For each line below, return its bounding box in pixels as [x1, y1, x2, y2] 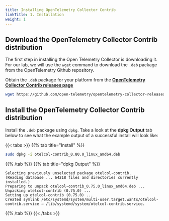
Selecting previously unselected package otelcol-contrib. [5, 170, 132, 176]
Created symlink [5, 197, 39, 202]
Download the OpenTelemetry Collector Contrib [5, 35, 157, 44]
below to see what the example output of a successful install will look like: [5, 132, 158, 138]
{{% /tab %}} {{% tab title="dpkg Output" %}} [5, 161, 101, 167]
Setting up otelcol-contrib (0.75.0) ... [5, 192, 94, 197]
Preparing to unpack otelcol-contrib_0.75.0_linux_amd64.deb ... [5, 184, 145, 189]
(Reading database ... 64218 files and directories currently [5, 175, 138, 180]
